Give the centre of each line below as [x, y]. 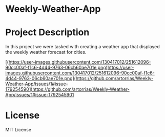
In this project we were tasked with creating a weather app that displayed [82, 47]
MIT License [18, 130]
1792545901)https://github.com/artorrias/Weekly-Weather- [67, 89]
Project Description [47, 33]
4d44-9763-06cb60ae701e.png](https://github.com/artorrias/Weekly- [79, 79]
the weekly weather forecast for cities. [46, 52]
